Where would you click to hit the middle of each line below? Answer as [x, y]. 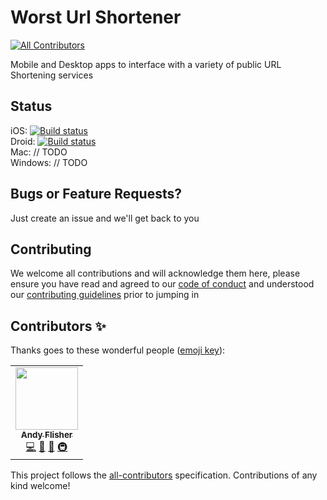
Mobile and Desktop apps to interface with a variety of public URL [146, 64]
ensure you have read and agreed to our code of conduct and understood [162, 284]
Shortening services [52, 75]
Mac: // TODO [39, 152]
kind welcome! [40, 486]
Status [31, 106]
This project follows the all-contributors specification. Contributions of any [164, 475]
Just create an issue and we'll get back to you [105, 218]
